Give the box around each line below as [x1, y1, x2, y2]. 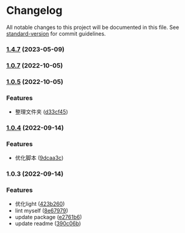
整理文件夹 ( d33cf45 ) [14, 108, 68, 115]
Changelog [6, 4, 63, 18]
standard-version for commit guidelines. [6, 30, 106, 37]
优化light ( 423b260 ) [14, 200, 65, 208]
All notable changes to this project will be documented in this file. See [6, 24, 180, 31]
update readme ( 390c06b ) [14, 220, 81, 227]
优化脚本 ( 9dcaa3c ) [14, 155, 64, 162]
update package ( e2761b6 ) [14, 214, 83, 221]
